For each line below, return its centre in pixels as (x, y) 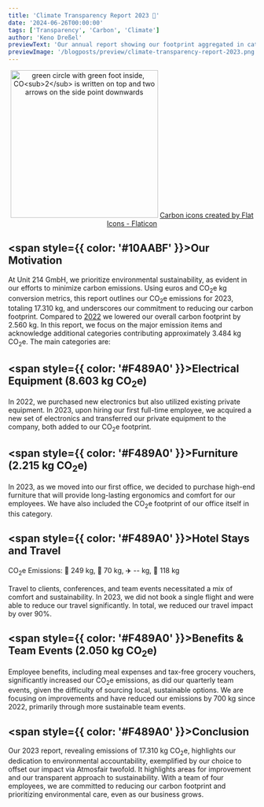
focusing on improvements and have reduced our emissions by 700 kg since (132, 698)
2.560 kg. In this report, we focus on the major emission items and (115, 325)
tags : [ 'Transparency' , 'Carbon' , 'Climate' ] (84, 30)
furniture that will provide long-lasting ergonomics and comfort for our (122, 495)
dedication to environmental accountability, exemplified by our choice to (125, 761)
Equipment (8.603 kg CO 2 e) (78, 382)
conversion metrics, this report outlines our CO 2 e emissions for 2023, (121, 299)
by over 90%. (30, 613)
